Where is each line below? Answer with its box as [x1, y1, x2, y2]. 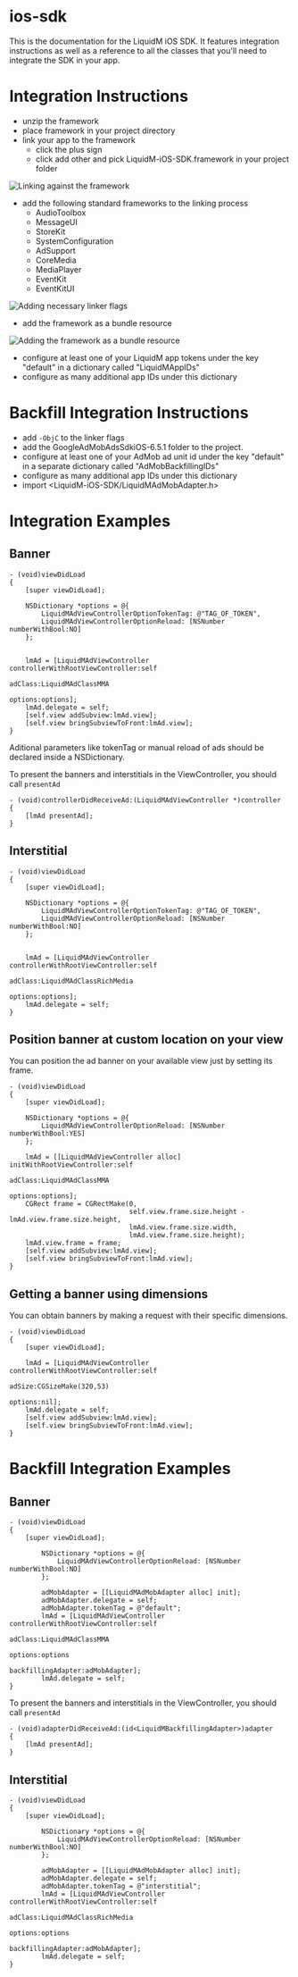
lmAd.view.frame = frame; [25, 1239, 122, 1248]
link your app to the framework [21, 134, 136, 145]
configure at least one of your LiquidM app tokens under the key [21, 352, 259, 363]
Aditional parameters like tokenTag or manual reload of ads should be [9, 741, 265, 752]
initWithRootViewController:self [9, 1160, 134, 1169]
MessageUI [35, 216, 78, 227]
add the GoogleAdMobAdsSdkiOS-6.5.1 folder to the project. [21, 441, 244, 452]
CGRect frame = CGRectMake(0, [25, 1200, 138, 1209]
